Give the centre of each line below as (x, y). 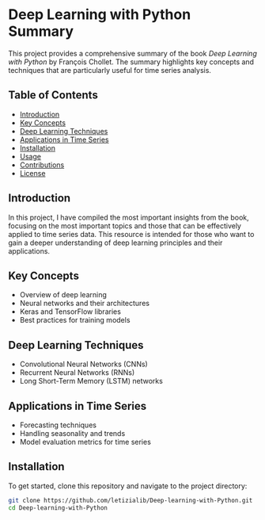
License (32, 173)
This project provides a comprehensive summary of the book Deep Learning (132, 53)
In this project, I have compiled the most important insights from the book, (129, 217)
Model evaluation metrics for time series (85, 442)
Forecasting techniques (58, 425)
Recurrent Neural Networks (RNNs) (77, 373)
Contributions (42, 165)
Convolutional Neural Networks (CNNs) (83, 364)
